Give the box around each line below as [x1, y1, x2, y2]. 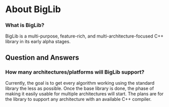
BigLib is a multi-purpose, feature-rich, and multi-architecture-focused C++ [5, 33, 164, 39]
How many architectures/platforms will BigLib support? [5, 68, 145, 76]
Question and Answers [5, 53, 80, 62]
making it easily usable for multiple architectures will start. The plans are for [5, 91, 164, 97]
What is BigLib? [5, 22, 45, 29]
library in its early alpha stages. [5, 39, 71, 45]
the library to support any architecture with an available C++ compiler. [5, 96, 152, 102]
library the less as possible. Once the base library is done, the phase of [5, 85, 154, 92]
